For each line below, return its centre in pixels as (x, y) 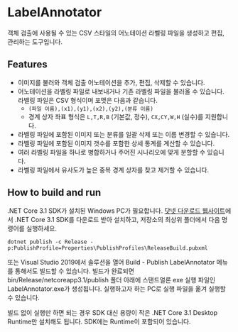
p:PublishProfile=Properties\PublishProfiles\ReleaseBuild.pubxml (108, 248)
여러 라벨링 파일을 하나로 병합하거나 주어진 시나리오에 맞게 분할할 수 (112, 152)
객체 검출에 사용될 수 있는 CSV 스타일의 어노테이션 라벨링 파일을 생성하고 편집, (116, 33)
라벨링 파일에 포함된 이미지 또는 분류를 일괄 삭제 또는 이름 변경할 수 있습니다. (124, 134)
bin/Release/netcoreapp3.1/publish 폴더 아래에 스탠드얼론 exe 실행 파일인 (111, 280)
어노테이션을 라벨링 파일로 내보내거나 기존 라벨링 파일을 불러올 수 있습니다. (121, 91)
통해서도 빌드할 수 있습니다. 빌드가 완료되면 (75, 271)
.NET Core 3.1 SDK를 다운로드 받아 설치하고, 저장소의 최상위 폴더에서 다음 (117, 219)
